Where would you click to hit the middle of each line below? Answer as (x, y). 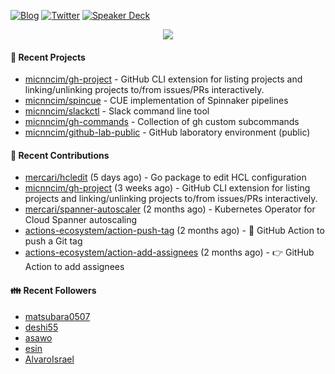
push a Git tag (53, 241)
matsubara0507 (57, 316)
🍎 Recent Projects (48, 57)
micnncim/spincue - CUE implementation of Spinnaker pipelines (156, 101)
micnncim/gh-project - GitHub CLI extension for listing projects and (163, 79)
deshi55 (41, 327)
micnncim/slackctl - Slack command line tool (117, 111)
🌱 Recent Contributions (60, 155)
